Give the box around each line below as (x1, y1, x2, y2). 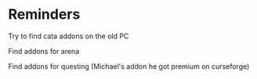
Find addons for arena (8, 46, 80, 56)
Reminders (8, 5, 81, 23)
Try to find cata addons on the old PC (8, 31, 129, 41)
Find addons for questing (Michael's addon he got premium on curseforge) (8, 61, 250, 71)
